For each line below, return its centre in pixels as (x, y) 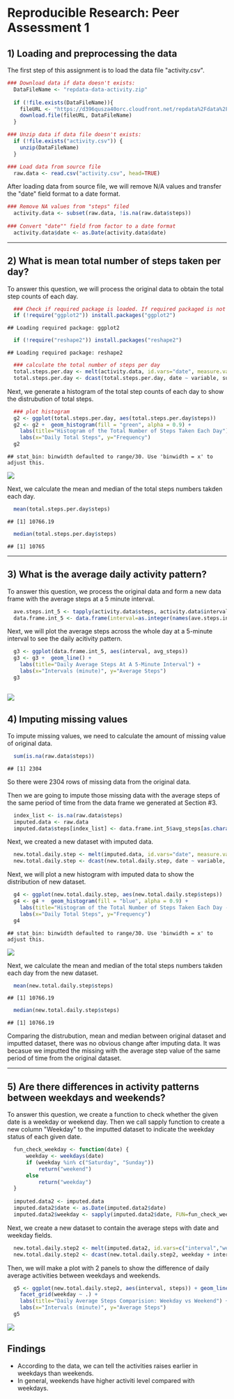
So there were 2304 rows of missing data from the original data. (99, 782)
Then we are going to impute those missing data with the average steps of (114, 795)
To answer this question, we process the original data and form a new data (114, 591)
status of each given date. (45, 1137)
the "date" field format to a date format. (64, 194)
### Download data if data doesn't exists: (71, 83)
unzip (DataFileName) (49, 147)
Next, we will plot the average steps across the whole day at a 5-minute (110, 631)
